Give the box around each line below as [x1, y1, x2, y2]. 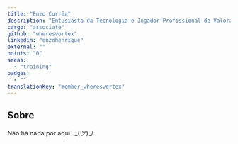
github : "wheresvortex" [7, 30, 78, 38]
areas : [7, 57, 27, 64]
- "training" [13, 63, 52, 70]
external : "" [7, 43, 46, 50]
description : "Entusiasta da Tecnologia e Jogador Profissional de [7, 17, 211, 24]
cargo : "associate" [7, 23, 65, 31]
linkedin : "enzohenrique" [7, 37, 84, 44]
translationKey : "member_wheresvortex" [7, 83, 125, 90]
